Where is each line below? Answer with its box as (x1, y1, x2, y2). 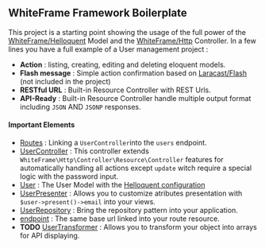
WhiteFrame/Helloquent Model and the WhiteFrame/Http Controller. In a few (8, 36, 256, 45)
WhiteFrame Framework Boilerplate (8, 6, 188, 20)
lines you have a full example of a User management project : (8, 44, 209, 54)
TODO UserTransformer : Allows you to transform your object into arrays (19, 223, 258, 232)
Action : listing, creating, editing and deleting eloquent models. (19, 60, 226, 69)
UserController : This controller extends (19, 146, 149, 156)
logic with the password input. (19, 172, 119, 181)
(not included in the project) (19, 76, 111, 86)
